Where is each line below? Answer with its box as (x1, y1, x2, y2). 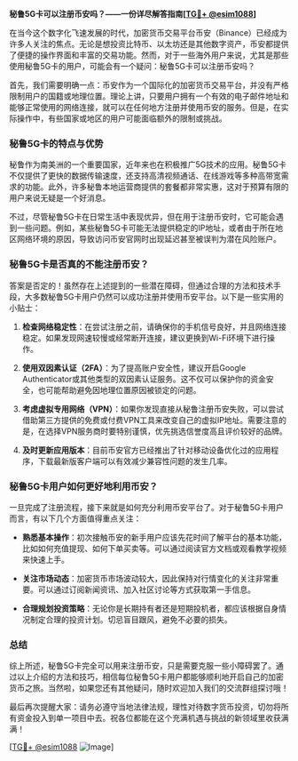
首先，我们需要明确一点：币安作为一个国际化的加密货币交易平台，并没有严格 (9, 80, 289, 90)
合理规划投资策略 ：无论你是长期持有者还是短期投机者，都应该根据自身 (21, 603, 279, 613)
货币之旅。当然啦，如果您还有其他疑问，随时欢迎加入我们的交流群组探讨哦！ (9, 683, 289, 693)
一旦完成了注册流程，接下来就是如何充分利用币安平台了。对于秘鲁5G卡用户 (9, 501, 284, 512)
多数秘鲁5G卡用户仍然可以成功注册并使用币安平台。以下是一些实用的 (32, 291, 284, 301)
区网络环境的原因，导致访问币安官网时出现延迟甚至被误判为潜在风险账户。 (9, 234, 281, 244)
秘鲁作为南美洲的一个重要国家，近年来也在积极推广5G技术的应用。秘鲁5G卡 (9, 159, 286, 170)
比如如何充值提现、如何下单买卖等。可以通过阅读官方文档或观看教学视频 (21, 542, 286, 554)
